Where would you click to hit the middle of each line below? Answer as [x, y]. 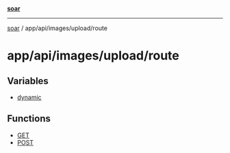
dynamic [29, 97]
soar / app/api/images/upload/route [57, 28]
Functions [29, 119]
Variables [28, 81]
